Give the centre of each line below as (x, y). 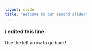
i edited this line (25, 32)
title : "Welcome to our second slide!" (46, 14)
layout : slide (20, 10)
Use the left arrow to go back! (36, 42)
